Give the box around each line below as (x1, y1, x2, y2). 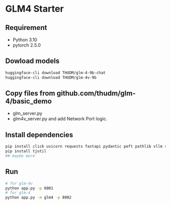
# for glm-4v (5, 181, 33, 186)
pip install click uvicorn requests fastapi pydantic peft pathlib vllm (5, 144, 163, 149)
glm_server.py (12, 110, 42, 117)
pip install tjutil (5, 149, 47, 154)
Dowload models (5, 57, 60, 65)
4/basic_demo (5, 97, 52, 106)
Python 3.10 (12, 37, 37, 43)
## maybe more (5, 153, 36, 158)
